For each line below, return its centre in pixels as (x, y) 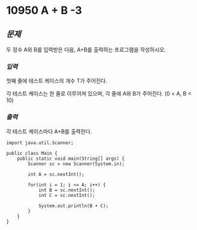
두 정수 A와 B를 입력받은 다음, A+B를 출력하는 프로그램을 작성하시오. (86, 50)
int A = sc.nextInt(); (56, 174)
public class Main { (32, 153)
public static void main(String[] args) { (71, 159)
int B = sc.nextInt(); (67, 190)
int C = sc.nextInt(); (67, 195)
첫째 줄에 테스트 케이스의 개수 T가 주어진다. (57, 81)
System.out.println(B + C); (74, 206)
